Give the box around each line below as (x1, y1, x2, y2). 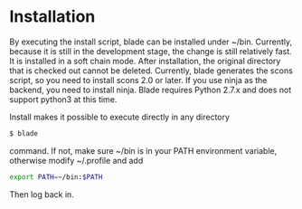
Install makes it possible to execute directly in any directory (9, 111, 231, 122)
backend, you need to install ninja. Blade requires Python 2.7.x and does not (9, 84, 292, 95)
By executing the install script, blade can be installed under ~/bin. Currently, (9, 36, 293, 47)
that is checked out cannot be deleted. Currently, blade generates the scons (9, 65, 294, 76)
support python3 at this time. (9, 93, 118, 105)
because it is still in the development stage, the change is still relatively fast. (9, 45, 292, 56)
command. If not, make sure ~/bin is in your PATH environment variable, (9, 145, 278, 156)
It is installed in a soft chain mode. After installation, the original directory (9, 55, 281, 66)
